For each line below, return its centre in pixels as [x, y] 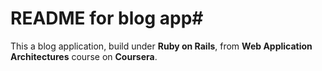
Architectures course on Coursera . [84, 56]
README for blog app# [107, 18]
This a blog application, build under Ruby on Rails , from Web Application [161, 46]
